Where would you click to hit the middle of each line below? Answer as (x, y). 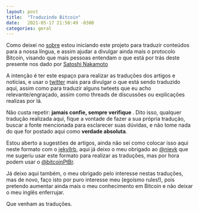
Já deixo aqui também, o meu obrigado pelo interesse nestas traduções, (95, 174)
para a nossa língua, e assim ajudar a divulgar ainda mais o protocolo (91, 52)
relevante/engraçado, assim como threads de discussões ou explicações (96, 95)
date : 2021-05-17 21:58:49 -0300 (50, 23)
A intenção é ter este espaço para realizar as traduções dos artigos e (91, 76)
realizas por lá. (24, 101)
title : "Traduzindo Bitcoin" (44, 17)
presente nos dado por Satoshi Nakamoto (57, 64)
